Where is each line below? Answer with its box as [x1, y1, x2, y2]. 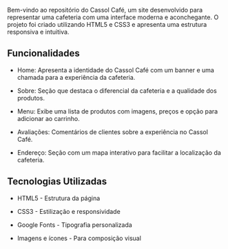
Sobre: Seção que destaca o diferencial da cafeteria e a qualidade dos [17, 86, 217, 95]
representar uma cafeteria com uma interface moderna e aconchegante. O [7, 13, 219, 21]
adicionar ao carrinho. [17, 114, 81, 122]
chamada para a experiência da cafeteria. [17, 73, 136, 81]
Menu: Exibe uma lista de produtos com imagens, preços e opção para [17, 107, 218, 116]
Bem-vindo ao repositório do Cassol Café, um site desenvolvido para [7, 6, 203, 14]
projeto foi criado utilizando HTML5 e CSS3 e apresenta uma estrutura [7, 21, 207, 28]
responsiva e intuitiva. [7, 28, 70, 36]
